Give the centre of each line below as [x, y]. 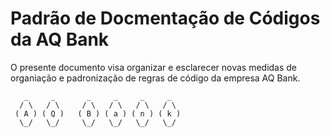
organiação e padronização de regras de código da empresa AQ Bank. [155, 78]
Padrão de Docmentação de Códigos [165, 18]
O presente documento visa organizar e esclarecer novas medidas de [154, 67]
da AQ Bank [60, 39]
